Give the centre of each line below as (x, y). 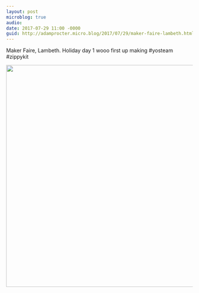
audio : (14, 22)
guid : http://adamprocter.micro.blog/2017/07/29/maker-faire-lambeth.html (100, 34)
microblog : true (26, 17)
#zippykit (17, 57)
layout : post (22, 12)
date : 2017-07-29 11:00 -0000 (44, 28)
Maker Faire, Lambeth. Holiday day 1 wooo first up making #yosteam (90, 50)
